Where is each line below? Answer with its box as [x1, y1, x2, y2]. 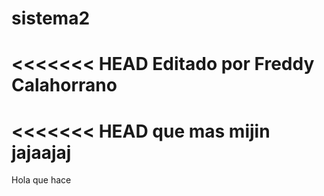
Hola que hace [11, 174, 72, 186]
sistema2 [11, 7, 91, 30]
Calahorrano [11, 74, 118, 97]
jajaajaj [11, 141, 72, 164]
